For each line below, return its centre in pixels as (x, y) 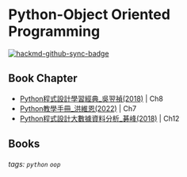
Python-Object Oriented (89, 15)
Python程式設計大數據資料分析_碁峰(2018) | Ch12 (99, 118)
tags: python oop (34, 164)
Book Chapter (43, 78)
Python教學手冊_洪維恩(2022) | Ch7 (78, 108)
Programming (54, 31)
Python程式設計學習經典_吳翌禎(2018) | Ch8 (92, 98)
